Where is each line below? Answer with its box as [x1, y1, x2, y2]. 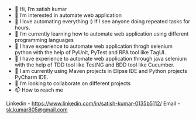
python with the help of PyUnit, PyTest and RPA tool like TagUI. [14, 49, 166, 55]
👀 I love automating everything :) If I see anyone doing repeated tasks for [14, 18, 191, 24]
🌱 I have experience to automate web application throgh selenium [14, 43, 173, 50]
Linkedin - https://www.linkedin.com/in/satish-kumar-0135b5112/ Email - [6, 100, 180, 107]
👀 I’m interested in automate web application [14, 12, 122, 19]
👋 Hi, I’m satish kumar [14, 6, 67, 12]
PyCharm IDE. [14, 73, 49, 80]
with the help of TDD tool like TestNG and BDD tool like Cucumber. [14, 61, 175, 68]
